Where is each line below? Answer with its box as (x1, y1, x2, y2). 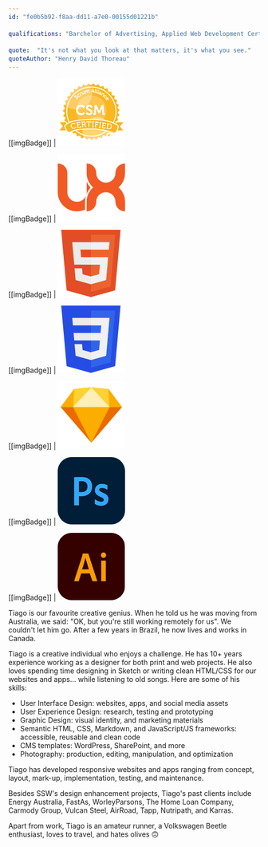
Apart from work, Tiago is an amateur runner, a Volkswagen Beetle (8, 821, 227, 830)
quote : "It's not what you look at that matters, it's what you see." (8, 46, 251, 55)
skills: (8, 683, 27, 692)
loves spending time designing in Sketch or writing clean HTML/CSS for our (8, 666, 257, 676)
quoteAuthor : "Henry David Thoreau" (8, 55, 130, 63)
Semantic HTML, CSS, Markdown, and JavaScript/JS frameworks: (19, 724, 237, 733)
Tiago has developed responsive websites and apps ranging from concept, (8, 765, 254, 774)
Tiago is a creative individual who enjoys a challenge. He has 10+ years (8, 649, 242, 658)
